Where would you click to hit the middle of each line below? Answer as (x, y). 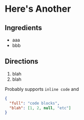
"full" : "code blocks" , (34, 103)
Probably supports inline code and (42, 89)
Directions (22, 62)
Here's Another (38, 9)
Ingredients (23, 28)
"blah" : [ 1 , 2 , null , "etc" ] (40, 108)
